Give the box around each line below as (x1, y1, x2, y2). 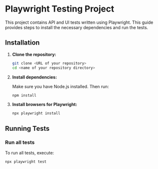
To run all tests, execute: (5, 150, 54, 155)
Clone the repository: (12, 51, 56, 57)
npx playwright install (12, 111, 61, 116)
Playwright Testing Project (5, 3, 114, 15)
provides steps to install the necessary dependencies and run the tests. (5, 24, 148, 30)
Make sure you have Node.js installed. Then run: (12, 83, 109, 89)
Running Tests (5, 124, 50, 133)
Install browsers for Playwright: (12, 102, 77, 108)
